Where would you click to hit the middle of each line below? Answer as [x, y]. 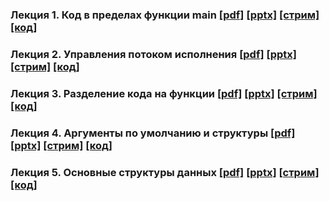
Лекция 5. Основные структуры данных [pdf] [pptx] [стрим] [165, 172]
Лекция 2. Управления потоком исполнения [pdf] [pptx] [153, 54]
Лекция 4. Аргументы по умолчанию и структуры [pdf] [153, 133]
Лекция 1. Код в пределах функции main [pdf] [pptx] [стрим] [165, 15]
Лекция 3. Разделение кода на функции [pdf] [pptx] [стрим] [164, 93]
